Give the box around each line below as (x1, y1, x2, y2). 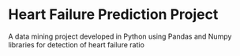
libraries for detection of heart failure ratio (8, 39, 144, 49)
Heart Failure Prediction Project (8, 6, 219, 24)
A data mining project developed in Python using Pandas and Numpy (8, 32, 232, 41)
